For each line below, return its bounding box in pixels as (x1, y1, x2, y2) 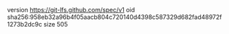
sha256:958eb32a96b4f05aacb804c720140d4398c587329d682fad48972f (7, 13, 222, 21)
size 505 (43, 20, 68, 28)
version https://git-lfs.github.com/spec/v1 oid (7, 6, 135, 14)
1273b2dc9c (7, 20, 43, 28)
